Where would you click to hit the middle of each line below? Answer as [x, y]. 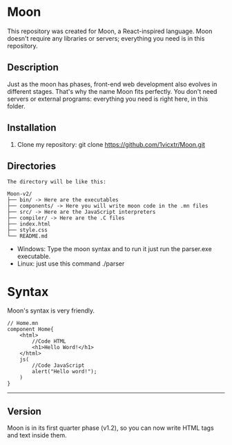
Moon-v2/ [20, 194]
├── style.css [28, 230]
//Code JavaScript [58, 366]
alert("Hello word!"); [65, 372]
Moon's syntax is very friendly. [51, 310]
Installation [32, 128]
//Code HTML [49, 342]
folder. [16, 106]
